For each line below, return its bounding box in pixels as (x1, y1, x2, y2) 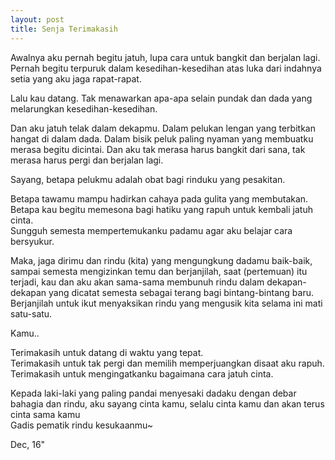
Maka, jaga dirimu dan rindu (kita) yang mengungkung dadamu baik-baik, (10, 254, 313, 266)
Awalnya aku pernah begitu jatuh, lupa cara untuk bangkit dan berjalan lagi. (10, 51, 321, 63)
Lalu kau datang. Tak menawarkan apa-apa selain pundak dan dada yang (10, 92, 313, 104)
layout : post (10, 14, 65, 25)
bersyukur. (10, 235, 55, 247)
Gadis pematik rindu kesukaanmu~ (10, 419, 154, 431)
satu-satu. (10, 307, 53, 320)
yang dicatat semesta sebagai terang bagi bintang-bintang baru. (48, 286, 314, 298)
